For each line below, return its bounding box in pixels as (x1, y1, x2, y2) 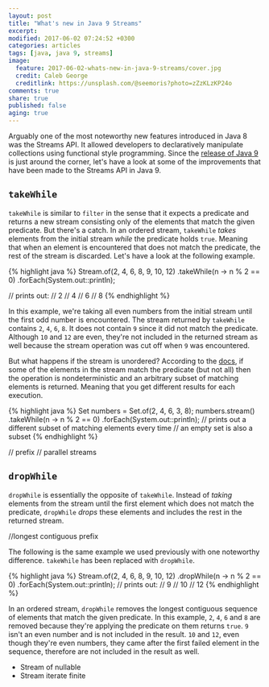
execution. (8, 390, 43, 399)
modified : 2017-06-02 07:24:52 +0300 (8, 34, 135, 43)
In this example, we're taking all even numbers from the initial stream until (8, 306, 252, 316)
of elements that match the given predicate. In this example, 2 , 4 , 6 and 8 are (8, 612, 261, 622)
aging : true (8, 110, 48, 118)
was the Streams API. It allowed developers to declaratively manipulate (8, 140, 244, 149)
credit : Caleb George (15, 72, 89, 80)
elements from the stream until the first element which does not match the (8, 499, 255, 508)
